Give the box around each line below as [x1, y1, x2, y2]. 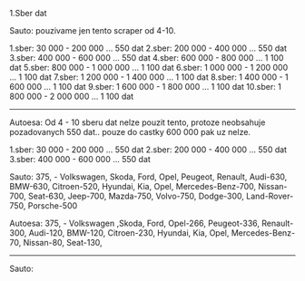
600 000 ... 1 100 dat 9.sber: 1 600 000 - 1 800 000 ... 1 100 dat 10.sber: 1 [9, 82, 281, 92]
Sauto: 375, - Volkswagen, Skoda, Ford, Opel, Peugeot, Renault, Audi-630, [9, 171, 288, 182]
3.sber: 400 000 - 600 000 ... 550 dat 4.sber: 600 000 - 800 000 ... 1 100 [9, 53, 284, 63]
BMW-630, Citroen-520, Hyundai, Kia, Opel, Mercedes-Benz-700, [9, 181, 257, 191]
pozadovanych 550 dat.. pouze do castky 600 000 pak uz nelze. [9, 127, 251, 137]
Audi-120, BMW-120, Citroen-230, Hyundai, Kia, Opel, [28, 228, 230, 238]
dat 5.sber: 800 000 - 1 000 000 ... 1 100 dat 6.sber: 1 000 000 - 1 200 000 [9, 63, 289, 73]
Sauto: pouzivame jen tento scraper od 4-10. [9, 25, 176, 35]
